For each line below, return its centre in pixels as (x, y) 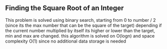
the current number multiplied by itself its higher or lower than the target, (80, 30)
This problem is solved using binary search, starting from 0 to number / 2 (80, 20)
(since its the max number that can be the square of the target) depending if (83, 25)
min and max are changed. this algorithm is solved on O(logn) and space (80, 36)
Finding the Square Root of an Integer (64, 8)
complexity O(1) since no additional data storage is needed (66, 41)
